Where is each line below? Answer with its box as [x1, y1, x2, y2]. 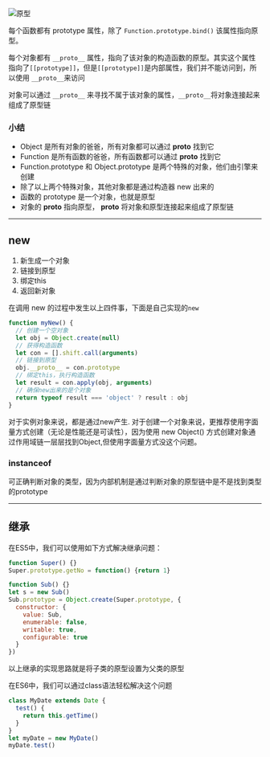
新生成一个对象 [19, 256, 70, 265]
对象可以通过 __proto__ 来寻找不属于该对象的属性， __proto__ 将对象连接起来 [8, 90, 260, 100]
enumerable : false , [22, 618, 88, 626]
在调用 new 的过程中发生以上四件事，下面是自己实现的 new [8, 303, 199, 313]
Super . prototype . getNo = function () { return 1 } [8, 567, 171, 575]
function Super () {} [8, 559, 78, 567]
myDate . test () [8, 742, 56, 750]
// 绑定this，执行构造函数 [15, 371, 95, 379]
